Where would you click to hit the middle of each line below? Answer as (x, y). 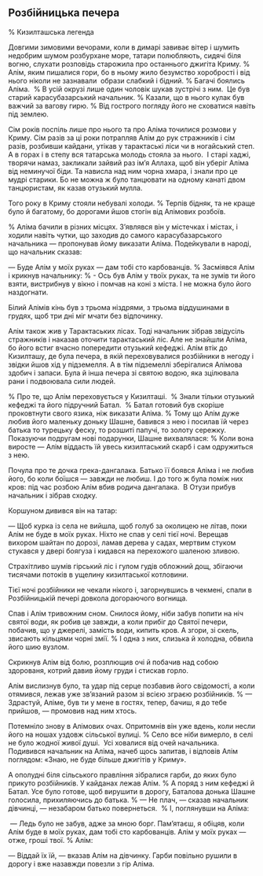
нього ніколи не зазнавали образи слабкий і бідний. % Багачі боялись (127, 80)
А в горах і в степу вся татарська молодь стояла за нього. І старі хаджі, (130, 154)
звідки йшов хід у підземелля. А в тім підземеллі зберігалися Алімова (125, 364)
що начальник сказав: (45, 252)
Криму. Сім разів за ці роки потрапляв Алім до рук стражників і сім (122, 138)
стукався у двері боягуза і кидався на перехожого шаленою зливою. (124, 551)
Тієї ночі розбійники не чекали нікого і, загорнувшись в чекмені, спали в (130, 590)
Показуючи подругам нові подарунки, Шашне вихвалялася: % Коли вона (131, 438)
